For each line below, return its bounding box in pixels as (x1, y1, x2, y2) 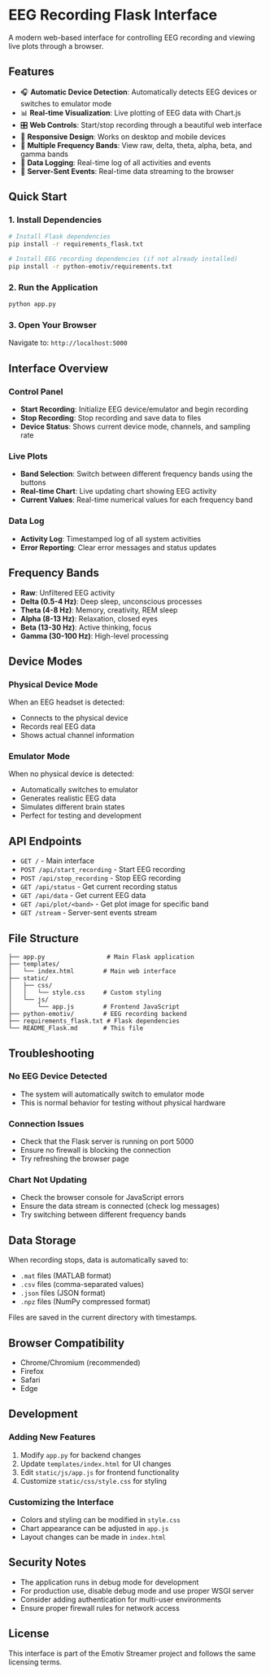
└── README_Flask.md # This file (8, 1024, 144, 1032)
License (8, 1627, 50, 1641)
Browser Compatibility (8, 1336, 124, 1350)
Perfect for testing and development (20, 811, 142, 821)
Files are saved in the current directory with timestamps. (8, 1312, 198, 1323)
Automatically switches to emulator (20, 785, 138, 795)
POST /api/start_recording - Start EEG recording (20, 865, 185, 875)
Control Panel (8, 386, 63, 397)
